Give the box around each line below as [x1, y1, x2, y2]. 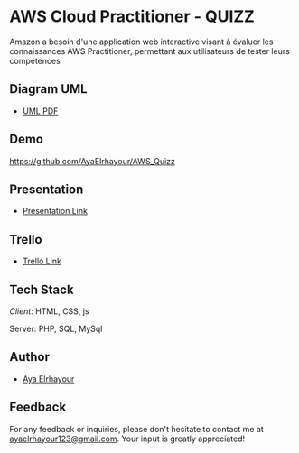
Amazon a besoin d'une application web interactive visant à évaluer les [9, 36, 274, 47]
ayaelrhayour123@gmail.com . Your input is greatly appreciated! [9, 433, 246, 444]
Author [9, 349, 50, 365]
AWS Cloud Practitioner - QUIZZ [9, 6, 255, 27]
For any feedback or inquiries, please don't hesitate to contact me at [9, 423, 264, 434]
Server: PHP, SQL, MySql [9, 323, 103, 334]
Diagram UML [9, 81, 88, 97]
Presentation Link [22, 206, 89, 217]
